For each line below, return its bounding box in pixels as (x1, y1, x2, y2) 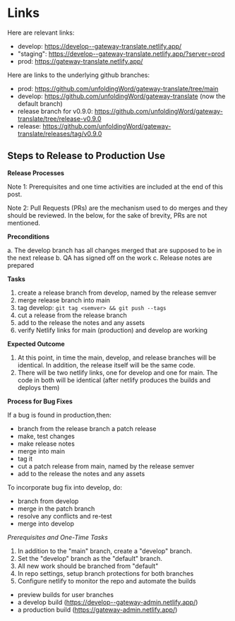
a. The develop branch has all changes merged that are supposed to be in (7, 246, 222, 254)
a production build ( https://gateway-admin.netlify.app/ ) (17, 605, 178, 614)
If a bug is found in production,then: (7, 410, 112, 419)
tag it (17, 454, 33, 463)
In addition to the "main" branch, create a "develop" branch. (17, 546, 193, 555)
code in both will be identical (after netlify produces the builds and (17, 376, 210, 384)
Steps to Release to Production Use (7, 150, 166, 162)
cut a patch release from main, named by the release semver (17, 461, 195, 471)
